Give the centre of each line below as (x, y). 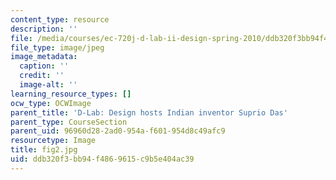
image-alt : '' (48, 85)
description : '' (44, 29)
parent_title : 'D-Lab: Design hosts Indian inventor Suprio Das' (149, 112)
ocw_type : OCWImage (51, 103)
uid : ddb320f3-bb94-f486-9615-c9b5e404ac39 (102, 159)
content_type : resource (60, 19)
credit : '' (42, 76)
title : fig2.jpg (44, 150)
